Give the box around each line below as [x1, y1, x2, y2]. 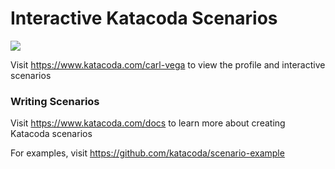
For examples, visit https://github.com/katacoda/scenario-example [10, 147, 285, 159]
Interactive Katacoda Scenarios [10, 7, 278, 30]
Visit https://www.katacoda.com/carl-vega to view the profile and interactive [10, 58, 326, 71]
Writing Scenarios [10, 94, 100, 108]
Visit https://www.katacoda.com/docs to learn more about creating [10, 117, 286, 129]
